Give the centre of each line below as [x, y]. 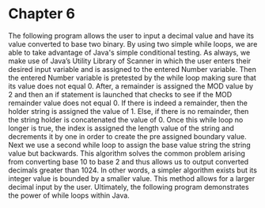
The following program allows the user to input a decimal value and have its [131, 36]
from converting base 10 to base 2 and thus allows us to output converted [129, 161]
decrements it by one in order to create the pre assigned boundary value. [127, 136]
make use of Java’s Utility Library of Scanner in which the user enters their [130, 61]
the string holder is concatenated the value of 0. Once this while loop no [126, 119]
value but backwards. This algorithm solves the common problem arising [127, 153]
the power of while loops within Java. [69, 195]
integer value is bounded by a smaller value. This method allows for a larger [132, 178]
